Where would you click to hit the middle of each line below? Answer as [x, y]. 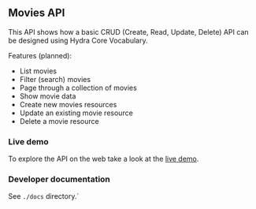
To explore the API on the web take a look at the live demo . [104, 159]
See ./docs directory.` [44, 196]
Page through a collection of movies [78, 88]
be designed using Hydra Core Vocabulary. [78, 40]
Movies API [37, 13]
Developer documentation [59, 179]
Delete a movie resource [59, 121]
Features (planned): [40, 55]
